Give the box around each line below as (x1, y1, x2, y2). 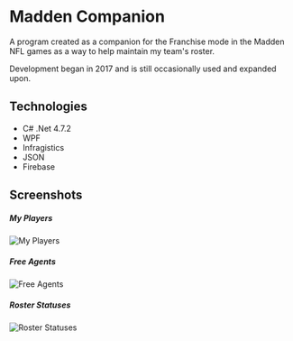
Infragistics (22, 142, 65, 152)
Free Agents (9, 255, 56, 267)
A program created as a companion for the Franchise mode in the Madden (9, 36, 286, 47)
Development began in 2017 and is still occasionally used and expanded (9, 63, 277, 74)
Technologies (9, 99, 88, 115)
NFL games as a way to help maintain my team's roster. (9, 45, 215, 56)
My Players (9, 212, 53, 223)
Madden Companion (9, 6, 165, 27)
